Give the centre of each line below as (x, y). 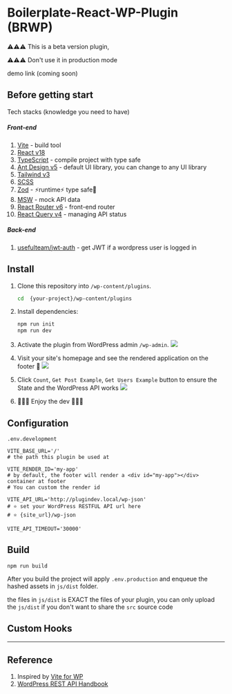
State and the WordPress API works (68, 388)
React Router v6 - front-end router (66, 207)
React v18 (31, 152)
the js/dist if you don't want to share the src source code (90, 607)
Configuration (38, 423)
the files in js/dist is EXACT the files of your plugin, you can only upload (111, 599)
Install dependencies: (48, 312)
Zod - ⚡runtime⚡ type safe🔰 (57, 189)
